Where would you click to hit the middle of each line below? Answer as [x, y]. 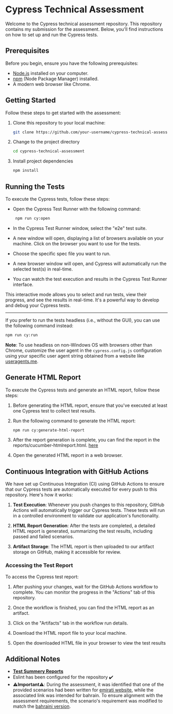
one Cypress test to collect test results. [54, 410]
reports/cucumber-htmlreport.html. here [55, 445]
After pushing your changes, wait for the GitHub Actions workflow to [85, 586]
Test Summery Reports [38, 671]
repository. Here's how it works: [39, 495]
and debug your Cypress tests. [38, 305]
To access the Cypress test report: [42, 577]
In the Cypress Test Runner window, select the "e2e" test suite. [80, 228]
